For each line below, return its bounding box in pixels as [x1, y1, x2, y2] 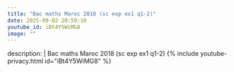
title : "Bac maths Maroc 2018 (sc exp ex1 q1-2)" [7, 10, 157, 18]
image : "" [7, 30, 37, 37]
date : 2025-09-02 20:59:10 [7, 17, 87, 24]
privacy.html [7, 57, 44, 66]
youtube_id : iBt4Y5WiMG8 [7, 23, 81, 30]
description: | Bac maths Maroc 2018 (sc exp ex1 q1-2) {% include [7, 49, 199, 58]
